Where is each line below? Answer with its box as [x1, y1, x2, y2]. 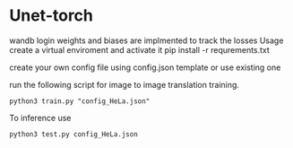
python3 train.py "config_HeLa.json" [9, 96, 151, 106]
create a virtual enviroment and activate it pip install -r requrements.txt [9, 44, 271, 55]
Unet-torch [9, 5, 94, 26]
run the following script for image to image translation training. [9, 79, 240, 90]
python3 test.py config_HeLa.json [9, 129, 139, 139]
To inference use [9, 112, 72, 123]
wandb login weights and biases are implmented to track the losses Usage [9, 35, 284, 46]
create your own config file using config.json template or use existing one [9, 62, 281, 73]
